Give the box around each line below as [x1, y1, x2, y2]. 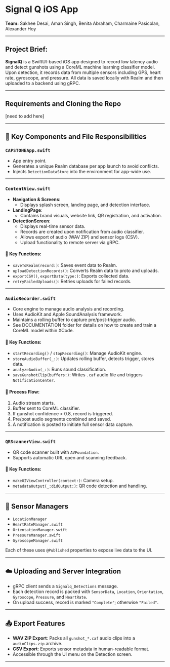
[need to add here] [5, 113, 45, 119]
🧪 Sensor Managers [5, 502, 69, 511]
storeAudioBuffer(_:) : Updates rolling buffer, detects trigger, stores [12, 356, 154, 362]
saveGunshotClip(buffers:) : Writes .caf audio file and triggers [12, 372, 143, 378]
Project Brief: [5, 45, 48, 54]
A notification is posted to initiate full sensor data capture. [12, 421, 134, 427]
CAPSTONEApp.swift [5, 147, 51, 153]
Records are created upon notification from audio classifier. [20, 228, 144, 234]
